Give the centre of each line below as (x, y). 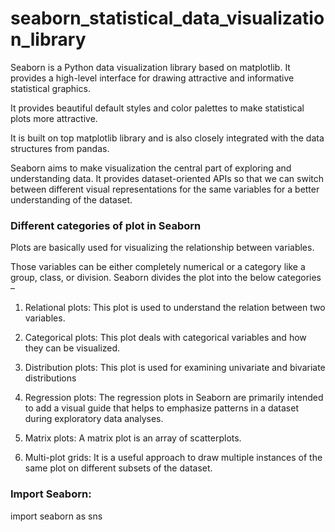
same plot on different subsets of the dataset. (118, 468)
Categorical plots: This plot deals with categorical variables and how (165, 338)
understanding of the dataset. (71, 199)
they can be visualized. (72, 348)
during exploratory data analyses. (94, 419)
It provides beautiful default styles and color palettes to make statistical (157, 108)
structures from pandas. (60, 148)
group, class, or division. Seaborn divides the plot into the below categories (166, 278)
